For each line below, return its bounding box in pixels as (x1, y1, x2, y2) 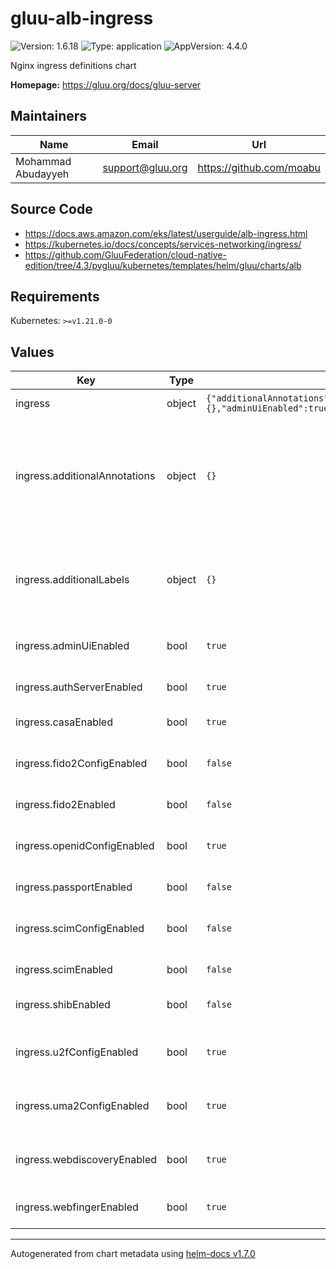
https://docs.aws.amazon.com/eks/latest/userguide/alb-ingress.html (24, 227, 308, 239)
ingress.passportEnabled (15, 880, 133, 894)
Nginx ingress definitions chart (10, 59, 137, 71)
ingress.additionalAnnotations (15, 469, 156, 483)
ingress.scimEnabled (15, 963, 113, 977)
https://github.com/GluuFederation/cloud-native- (24, 248, 227, 261)
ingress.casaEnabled (15, 715, 113, 729)
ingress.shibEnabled (15, 998, 111, 1012)
